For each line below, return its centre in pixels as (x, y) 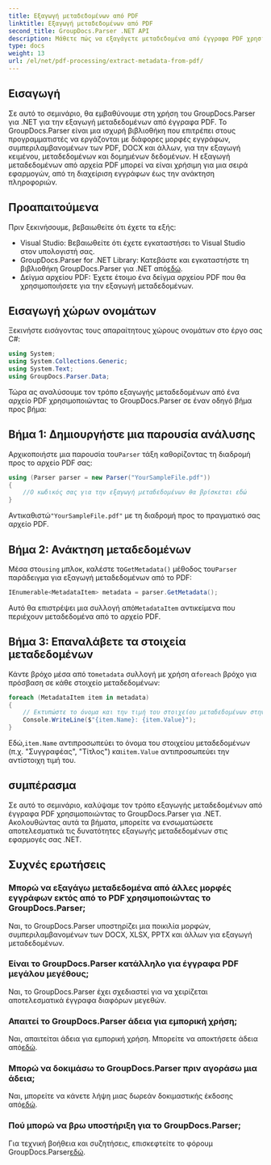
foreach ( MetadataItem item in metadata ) (79, 697)
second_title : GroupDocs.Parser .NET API (79, 31)
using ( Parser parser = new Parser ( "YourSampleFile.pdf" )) (110, 477)
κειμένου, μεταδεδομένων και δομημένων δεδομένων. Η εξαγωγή (119, 156)
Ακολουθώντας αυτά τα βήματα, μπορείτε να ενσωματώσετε (111, 822)
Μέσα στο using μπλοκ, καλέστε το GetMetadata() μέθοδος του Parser (123, 569)
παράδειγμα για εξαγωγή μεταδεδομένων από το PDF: (100, 577)
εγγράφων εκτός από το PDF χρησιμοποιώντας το (110, 898)
